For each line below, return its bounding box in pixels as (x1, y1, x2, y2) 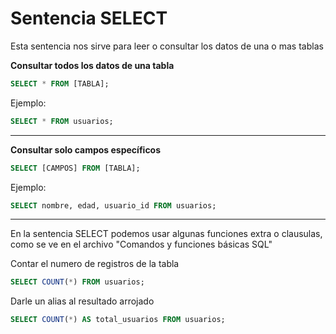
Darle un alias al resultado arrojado (10, 295, 155, 307)
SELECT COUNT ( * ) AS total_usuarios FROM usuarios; (10, 315, 226, 325)
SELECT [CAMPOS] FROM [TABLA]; (10, 163, 141, 173)
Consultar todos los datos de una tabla (10, 59, 175, 71)
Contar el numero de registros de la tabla (10, 258, 180, 270)
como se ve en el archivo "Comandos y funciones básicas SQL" (10, 238, 273, 251)
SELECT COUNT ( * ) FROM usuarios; (10, 277, 145, 287)
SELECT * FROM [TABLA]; (10, 78, 110, 89)
